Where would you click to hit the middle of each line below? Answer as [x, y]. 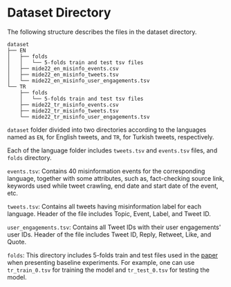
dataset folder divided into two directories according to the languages [107, 130]
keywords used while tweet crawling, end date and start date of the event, [113, 186]
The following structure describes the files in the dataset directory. [102, 32]
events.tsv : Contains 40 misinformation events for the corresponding [106, 171]
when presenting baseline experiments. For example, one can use [101, 262]
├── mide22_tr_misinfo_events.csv [69, 105]
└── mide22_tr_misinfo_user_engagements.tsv [85, 117]
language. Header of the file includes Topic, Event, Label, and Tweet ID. [109, 214]
